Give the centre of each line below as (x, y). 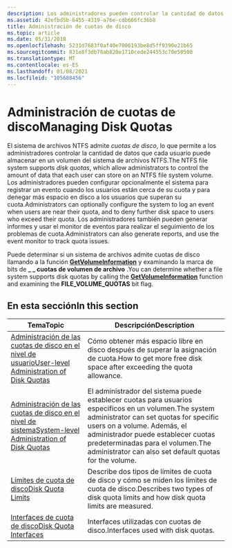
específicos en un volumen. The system (151, 408)
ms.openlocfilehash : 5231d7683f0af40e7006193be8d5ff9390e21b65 (100, 46)
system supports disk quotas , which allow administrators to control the (108, 168)
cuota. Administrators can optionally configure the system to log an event (110, 205)
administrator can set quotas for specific (153, 417)
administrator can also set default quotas (154, 452)
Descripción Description (154, 325)
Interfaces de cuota (42, 518)
